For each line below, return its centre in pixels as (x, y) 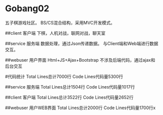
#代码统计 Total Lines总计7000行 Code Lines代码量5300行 (64, 76)
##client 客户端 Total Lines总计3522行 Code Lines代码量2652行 (69, 97)
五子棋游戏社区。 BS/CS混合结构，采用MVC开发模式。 (60, 23)
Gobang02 (27, 9)
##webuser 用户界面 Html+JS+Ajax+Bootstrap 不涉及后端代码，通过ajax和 (80, 60)
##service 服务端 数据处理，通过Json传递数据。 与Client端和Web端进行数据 (81, 43)
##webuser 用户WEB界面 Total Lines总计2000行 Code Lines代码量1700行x (80, 108)
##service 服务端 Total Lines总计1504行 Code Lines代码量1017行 (70, 87)
